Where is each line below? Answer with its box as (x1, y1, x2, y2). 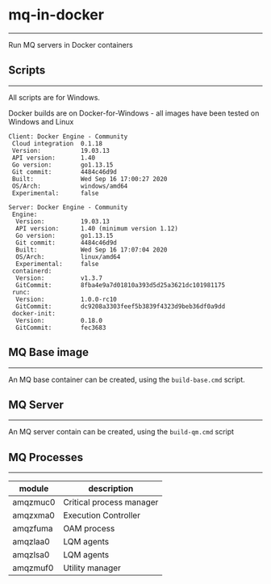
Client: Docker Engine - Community (8, 132, 128, 141)
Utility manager (63, 562, 121, 573)
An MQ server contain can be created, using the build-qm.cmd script (8, 427, 235, 437)
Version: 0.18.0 (15, 316, 103, 324)
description (88, 483, 134, 494)
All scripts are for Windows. (8, 92, 101, 102)
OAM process (63, 523, 115, 535)
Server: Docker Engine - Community (8, 203, 128, 211)
